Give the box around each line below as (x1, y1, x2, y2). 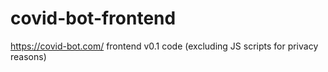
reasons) (10, 50, 47, 62)
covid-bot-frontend (10, 7, 177, 30)
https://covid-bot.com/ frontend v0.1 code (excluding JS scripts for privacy (10, 40, 319, 52)
